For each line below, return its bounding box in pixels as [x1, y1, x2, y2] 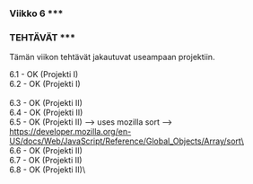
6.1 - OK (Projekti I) [9, 69, 79, 80]
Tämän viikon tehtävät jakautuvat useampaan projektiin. [9, 52, 215, 63]
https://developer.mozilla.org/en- [9, 127, 132, 137]
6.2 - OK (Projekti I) [9, 79, 81, 90]
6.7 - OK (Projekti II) [9, 155, 83, 166]
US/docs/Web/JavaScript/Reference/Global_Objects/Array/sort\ [9, 136, 245, 146]
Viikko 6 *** [9, 7, 64, 20]
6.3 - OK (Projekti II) [9, 98, 83, 109]
